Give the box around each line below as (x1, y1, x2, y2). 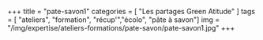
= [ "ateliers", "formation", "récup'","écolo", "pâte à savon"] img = (7, 15, 220, 24)
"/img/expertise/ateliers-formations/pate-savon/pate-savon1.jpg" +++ (7, 24, 235, 32)
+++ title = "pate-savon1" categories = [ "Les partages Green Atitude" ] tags (7, 7, 256, 16)
